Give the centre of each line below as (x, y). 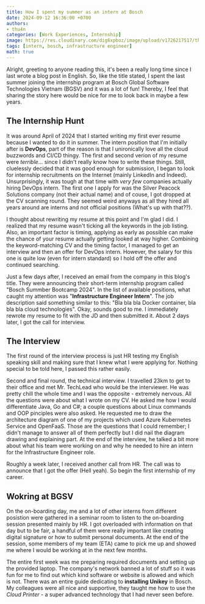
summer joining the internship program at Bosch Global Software (88, 82)
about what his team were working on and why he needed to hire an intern (100, 446)
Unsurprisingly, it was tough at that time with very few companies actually (99, 181)
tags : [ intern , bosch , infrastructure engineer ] (69, 47)
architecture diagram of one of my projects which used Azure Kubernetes (99, 420)
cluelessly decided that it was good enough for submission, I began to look (101, 168)
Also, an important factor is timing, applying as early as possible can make (100, 232)
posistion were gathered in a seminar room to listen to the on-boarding (95, 518)
